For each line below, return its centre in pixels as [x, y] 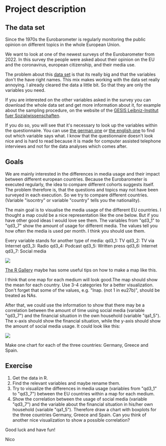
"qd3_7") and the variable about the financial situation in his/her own [83, 404]
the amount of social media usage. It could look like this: [63, 326]
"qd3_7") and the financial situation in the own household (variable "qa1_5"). [83, 316]
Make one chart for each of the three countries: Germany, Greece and [77, 345]
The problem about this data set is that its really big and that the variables [81, 74]
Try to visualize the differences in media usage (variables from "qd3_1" [84, 388]
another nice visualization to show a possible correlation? [71, 420]
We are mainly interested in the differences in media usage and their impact [83, 174]
